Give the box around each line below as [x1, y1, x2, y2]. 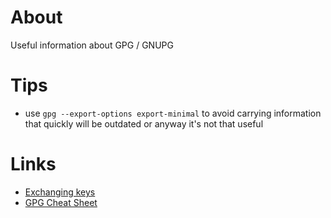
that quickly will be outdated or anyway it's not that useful [24, 117, 264, 130]
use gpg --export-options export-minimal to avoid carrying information [24, 107, 322, 119]
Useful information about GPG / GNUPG [10, 39, 174, 51]
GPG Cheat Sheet [24, 196, 98, 208]
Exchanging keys [24, 186, 96, 198]
